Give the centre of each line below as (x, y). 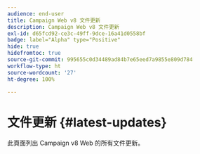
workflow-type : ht (34, 66)
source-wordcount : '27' (42, 72)
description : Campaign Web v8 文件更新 (64, 27)
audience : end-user (36, 14)
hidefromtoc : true (34, 53)
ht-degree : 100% (31, 79)
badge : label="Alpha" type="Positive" (64, 40)
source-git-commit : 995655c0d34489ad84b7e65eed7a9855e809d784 (100, 60)
